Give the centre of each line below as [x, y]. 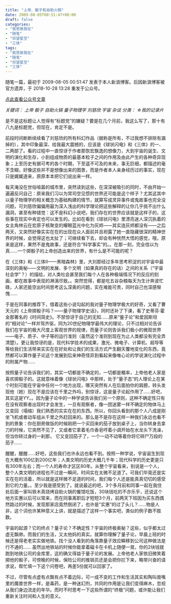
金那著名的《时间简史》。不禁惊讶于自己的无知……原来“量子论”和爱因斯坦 [81, 317]
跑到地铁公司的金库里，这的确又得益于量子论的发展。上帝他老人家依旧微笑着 [85, 554]
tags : [11, 48]
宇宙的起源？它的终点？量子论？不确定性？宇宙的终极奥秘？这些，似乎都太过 [85, 528]
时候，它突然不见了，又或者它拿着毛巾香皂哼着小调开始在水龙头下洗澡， [90, 430]
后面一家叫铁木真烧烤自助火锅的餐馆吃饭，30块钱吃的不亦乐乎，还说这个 [86, 492]
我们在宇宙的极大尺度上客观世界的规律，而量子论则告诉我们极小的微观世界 [83, 330]
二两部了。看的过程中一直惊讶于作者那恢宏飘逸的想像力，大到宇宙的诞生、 [83, 151]
